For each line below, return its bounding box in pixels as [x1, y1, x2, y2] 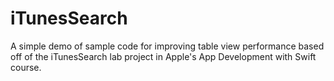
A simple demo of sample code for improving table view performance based [10, 40, 325, 52]
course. [10, 61, 42, 73]
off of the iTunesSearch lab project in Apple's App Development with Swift [10, 50, 317, 62]
